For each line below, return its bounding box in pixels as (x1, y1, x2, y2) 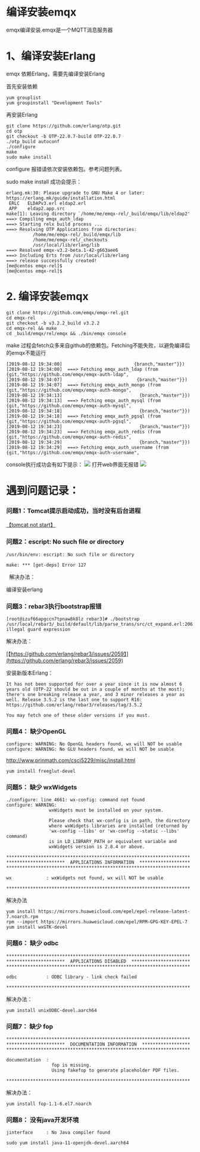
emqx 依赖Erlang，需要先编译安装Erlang (6, 70, 105, 77)
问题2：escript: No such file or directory (6, 538, 124, 546)
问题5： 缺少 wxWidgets (6, 783, 77, 792)
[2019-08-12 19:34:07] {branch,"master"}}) (6, 376, 187, 383)
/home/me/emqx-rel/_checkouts (32, 236, 108, 243)
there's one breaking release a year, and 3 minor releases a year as (6, 691, 185, 697)
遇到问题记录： (6, 484, 80, 497)
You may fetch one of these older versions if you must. (6, 712, 151, 718)
